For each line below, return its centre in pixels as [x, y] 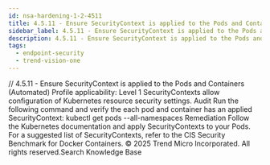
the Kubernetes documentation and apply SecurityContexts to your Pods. [130, 126]
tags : [17, 46]
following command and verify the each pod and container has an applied [131, 109]
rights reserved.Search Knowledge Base [75, 152]
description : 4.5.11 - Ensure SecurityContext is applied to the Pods [129, 38]
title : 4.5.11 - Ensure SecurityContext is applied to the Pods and [125, 23]
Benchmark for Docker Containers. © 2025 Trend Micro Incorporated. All [129, 143]
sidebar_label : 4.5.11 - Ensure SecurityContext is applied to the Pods [133, 31]
